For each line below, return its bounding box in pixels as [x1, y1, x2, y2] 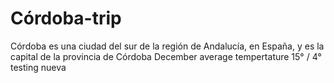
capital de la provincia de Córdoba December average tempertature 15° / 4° [10, 50, 322, 62]
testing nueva [10, 61, 67, 73]
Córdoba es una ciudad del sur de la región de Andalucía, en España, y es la [10, 40, 325, 52]
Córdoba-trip [10, 7, 122, 30]
